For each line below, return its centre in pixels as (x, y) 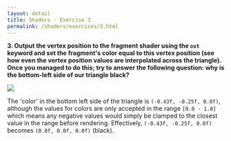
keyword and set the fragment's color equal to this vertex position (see (111, 53)
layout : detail (29, 13)
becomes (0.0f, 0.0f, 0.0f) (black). (61, 131)
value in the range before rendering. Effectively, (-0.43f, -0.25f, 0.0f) (110, 123)
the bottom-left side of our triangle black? (68, 75)
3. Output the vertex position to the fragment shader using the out (103, 46)
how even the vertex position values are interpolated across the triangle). (114, 61)
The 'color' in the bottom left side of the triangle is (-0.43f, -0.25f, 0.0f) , (114, 101)
